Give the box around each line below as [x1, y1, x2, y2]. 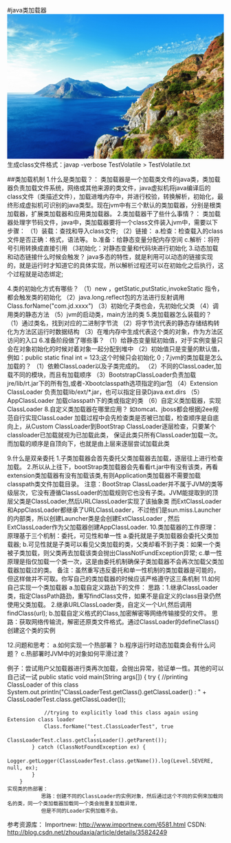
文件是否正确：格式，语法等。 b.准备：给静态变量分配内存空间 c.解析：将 [7, 236, 214, 243]
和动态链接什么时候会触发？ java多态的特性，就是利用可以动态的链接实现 [7, 253, 213, 260]
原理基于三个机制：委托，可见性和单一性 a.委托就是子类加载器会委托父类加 [7, 532, 219, 539]
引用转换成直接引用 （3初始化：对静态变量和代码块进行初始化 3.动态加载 [12, 244, 219, 252]
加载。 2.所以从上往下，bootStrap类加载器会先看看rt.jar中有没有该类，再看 [7, 463, 219, 470]
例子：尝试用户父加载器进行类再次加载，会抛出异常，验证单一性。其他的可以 [7, 664, 224, 672]
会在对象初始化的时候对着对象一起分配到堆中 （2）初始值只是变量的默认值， [7, 345, 223, 353]
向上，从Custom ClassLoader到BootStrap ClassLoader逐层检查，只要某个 [7, 422, 217, 430]
